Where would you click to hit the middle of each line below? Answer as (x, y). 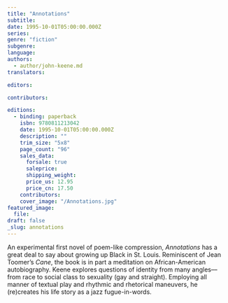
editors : (20, 85)
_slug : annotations (36, 227)
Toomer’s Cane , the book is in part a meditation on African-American (107, 262)
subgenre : (22, 46)
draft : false (26, 221)
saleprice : (42, 169)
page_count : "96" (45, 149)
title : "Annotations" (39, 14)
